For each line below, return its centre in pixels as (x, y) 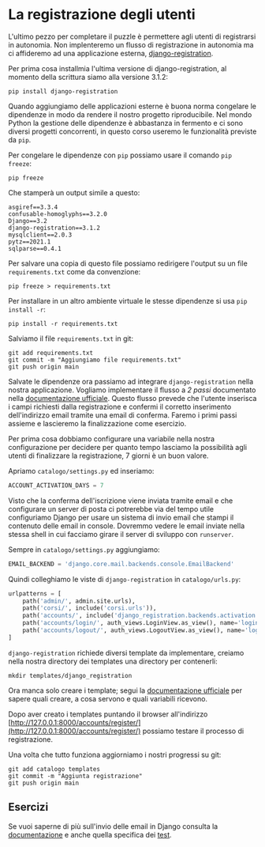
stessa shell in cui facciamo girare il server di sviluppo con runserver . (121, 534)
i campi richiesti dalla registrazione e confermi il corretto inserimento (120, 406)
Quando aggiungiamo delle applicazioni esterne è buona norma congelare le (132, 106)
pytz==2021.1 (30, 242)
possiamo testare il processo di (193, 731)
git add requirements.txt (50, 353)
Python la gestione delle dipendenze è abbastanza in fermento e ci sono (125, 123)
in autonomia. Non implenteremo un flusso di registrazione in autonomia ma (131, 44)
